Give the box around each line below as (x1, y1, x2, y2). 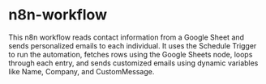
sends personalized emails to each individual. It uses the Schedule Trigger (8, 40, 257, 50)
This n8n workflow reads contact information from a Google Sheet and (8, 32, 245, 42)
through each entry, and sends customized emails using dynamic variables (8, 58, 259, 68)
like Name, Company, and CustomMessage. (8, 66, 155, 76)
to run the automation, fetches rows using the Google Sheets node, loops (8, 49, 253, 59)
